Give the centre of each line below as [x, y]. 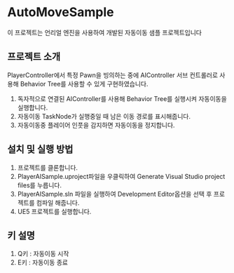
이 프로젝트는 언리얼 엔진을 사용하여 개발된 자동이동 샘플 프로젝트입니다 [104, 32]
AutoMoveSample [61, 12]
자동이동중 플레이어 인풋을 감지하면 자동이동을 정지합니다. [96, 125]
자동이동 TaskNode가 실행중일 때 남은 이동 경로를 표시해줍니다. [104, 116]
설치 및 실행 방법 [40, 149]
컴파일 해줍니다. [58, 202]
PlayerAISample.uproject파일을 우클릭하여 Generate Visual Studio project [121, 176]
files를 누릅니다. [39, 185]
